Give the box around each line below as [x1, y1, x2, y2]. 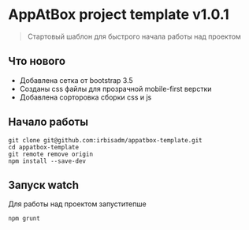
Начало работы [8, 115, 89, 129]
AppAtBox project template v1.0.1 [8, 6, 230, 24]
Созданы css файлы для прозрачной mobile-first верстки [19, 84, 212, 93]
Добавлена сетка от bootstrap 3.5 [19, 75, 134, 85]
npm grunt [8, 215, 41, 223]
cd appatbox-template [8, 143, 80, 151]
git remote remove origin [8, 150, 93, 158]
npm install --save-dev [8, 156, 87, 165]
